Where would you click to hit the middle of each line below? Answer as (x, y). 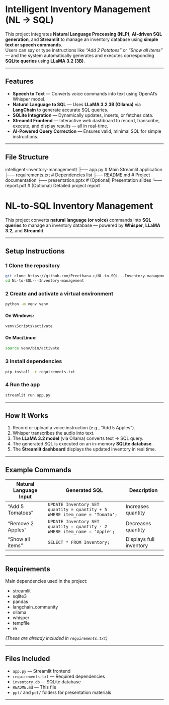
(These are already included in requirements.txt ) (57, 638)
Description (143, 490)
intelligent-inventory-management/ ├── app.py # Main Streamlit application (84, 169)
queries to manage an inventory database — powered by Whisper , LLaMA (83, 225)
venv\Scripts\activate (29, 326)
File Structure (27, 157)
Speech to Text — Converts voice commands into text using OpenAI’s (85, 93)
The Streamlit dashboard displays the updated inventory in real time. (84, 449)
